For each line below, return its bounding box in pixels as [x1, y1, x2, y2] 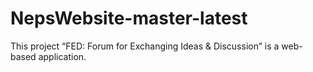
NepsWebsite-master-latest [10, 7, 248, 30]
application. [38, 50, 87, 62]
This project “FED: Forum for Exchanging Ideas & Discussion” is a [10, 40, 280, 52]
